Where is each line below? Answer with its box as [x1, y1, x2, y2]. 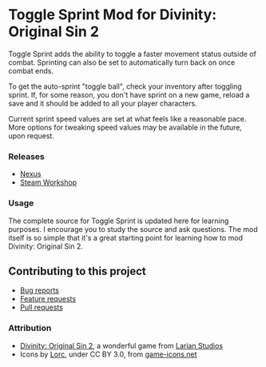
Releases [8, 150, 46, 162]
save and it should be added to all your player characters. [8, 98, 197, 108]
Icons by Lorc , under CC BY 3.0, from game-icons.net [19, 349, 197, 359]
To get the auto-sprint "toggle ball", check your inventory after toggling [8, 82, 242, 91]
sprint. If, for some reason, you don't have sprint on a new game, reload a [8, 90, 250, 99]
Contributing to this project [8, 264, 146, 277]
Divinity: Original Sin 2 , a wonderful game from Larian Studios [19, 341, 224, 350]
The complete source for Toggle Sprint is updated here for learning [8, 216, 229, 225]
